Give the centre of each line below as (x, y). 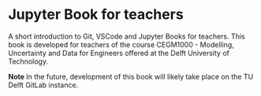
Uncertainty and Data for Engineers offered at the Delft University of (119, 53)
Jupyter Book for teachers (96, 15)
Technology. (28, 61)
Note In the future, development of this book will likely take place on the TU (131, 76)
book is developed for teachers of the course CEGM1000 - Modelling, (121, 44)
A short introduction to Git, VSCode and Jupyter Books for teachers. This (127, 36)
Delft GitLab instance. (43, 85)
